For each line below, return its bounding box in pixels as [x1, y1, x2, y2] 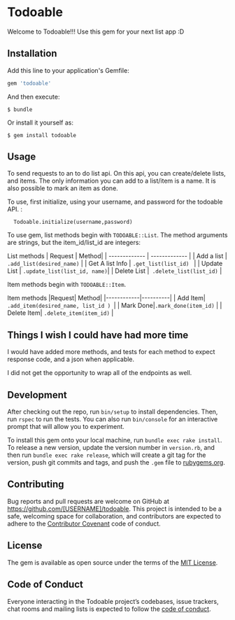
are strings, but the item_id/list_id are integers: [7, 239, 141, 247]
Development [7, 389, 68, 401]
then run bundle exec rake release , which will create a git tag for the [7, 451, 206, 459]
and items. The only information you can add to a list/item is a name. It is [7, 176, 216, 185]
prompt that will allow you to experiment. [7, 423, 124, 431]
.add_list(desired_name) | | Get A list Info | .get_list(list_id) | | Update [7, 260, 223, 268]
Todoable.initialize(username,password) [13, 218, 133, 226]
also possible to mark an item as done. [7, 184, 119, 192]
